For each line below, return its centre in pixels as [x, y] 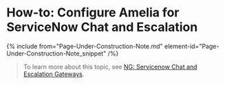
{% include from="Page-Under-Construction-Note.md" [85, 46]
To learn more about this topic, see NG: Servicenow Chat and [110, 66]
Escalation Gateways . [54, 74]
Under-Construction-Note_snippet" [56, 53]
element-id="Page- [192, 46]
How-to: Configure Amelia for [93, 13]
